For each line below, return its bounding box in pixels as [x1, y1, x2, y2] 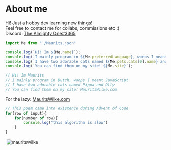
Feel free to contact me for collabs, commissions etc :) [5, 25, 120, 31]
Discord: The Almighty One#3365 [5, 30, 76, 36]
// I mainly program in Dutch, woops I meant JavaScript [5, 78, 129, 83]
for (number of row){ [14, 115, 58, 121]
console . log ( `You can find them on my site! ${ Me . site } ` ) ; [5, 64, 133, 69]
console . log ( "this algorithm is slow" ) [23, 120, 108, 125]
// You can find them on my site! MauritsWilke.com [5, 87, 117, 92]
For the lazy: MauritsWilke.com [5, 96, 70, 102]
